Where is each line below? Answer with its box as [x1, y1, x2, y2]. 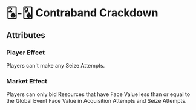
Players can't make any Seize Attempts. [6, 62, 105, 69]
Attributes [6, 30, 45, 40]
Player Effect [6, 48, 45, 57]
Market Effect [6, 77, 47, 85]
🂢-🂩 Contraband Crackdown [6, 6, 158, 20]
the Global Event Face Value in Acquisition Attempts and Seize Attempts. [6, 97, 187, 105]
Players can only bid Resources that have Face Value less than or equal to [6, 91, 191, 98]
